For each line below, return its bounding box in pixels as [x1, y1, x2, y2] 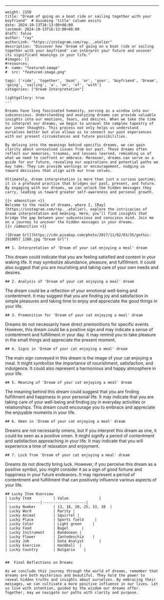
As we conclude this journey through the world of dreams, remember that [5, 569, 159, 574]
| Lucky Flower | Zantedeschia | [5, 534, 95, 539]
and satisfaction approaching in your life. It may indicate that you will [5, 438, 143, 444]
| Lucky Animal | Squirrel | [5, 513, 80, 518]
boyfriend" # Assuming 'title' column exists [5, 18, 102, 23]
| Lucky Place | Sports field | [5, 517, 97, 522]
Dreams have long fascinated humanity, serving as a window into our [5, 108, 150, 113]
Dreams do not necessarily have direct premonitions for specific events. [5, 321, 150, 327]
